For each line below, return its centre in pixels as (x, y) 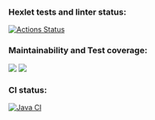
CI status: (28, 89)
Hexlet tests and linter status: (67, 12)
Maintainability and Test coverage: (78, 51)
